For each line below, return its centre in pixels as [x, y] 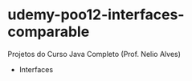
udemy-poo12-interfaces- [96, 15]
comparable [49, 32]
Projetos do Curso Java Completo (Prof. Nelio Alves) [94, 54]
